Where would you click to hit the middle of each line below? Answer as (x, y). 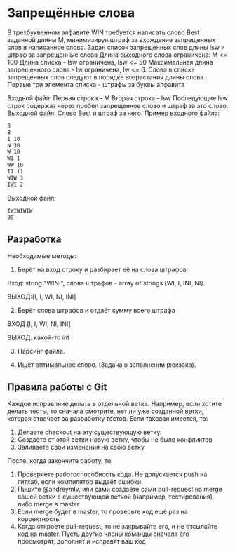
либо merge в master (48, 504)
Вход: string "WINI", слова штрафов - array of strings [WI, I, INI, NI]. (106, 283)
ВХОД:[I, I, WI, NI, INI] (39, 324)
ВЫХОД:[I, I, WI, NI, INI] (42, 297)
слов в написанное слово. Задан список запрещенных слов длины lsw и (116, 47)
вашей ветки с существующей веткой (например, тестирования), (116, 497)
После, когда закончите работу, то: (60, 461)
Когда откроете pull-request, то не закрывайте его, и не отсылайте (117, 527)
